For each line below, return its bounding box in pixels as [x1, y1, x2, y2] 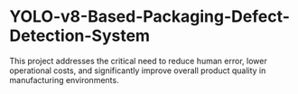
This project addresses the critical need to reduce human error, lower [9, 55, 268, 66]
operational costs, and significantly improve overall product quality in [9, 65, 266, 76]
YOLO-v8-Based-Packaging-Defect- [9, 6, 291, 27]
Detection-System [9, 25, 151, 46]
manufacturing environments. [9, 74, 119, 85]
